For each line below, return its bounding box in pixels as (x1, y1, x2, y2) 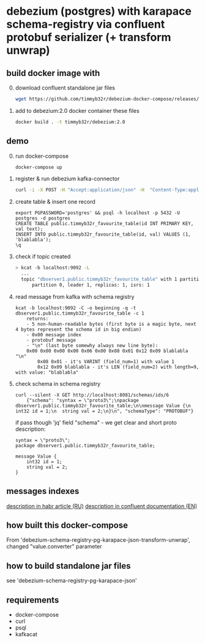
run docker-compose (15, 152, 69, 160)
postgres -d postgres (15, 215, 70, 221)
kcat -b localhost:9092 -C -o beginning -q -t (15, 305, 136, 311)
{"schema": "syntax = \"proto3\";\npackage (26, 397, 139, 403)
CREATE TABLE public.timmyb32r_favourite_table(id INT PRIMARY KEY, (15, 221, 194, 227)
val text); (15, 226, 43, 233)
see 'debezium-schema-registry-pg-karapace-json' (6, 577, 137, 584)
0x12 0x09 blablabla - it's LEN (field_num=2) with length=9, (37, 364, 199, 370)
